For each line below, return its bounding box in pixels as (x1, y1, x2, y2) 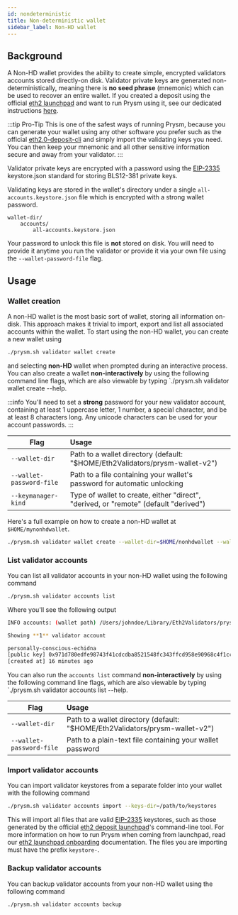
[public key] (7, 651, 46, 659)
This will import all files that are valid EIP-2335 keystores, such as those (7, 816, 217, 824)
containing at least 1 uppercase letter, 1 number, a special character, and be (7, 405, 227, 414)
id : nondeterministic (7, 10, 72, 18)
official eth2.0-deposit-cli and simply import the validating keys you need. (7, 136, 223, 144)
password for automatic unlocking (69, 478, 183, 488)
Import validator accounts (7, 765, 99, 775)
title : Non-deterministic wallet (7, 17, 106, 24)
